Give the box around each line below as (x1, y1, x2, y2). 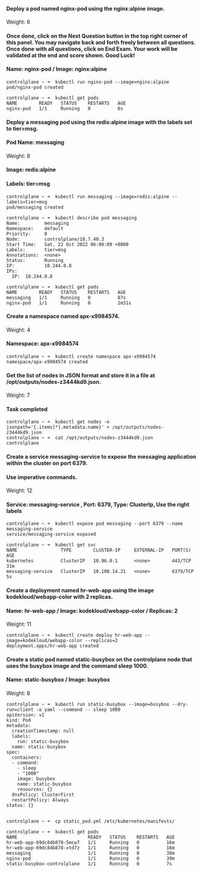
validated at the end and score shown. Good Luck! (6, 52, 135, 59)
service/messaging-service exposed (6, 532, 96, 538)
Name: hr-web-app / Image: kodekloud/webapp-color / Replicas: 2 (6, 607, 178, 614)
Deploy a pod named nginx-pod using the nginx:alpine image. (6, 5, 165, 12)
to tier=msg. (6, 125, 38, 132)
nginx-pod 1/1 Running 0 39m (6, 855, 175, 861)
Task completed (6, 405, 48, 413)
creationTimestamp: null (12, 728, 75, 734)
